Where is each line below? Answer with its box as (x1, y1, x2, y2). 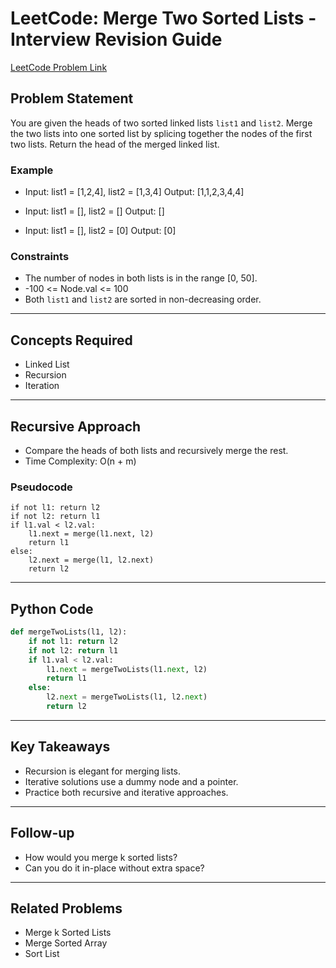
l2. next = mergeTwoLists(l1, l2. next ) (46, 692, 208, 702)
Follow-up (10, 825, 75, 842)
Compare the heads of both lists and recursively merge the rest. (24, 444, 289, 456)
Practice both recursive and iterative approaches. (24, 786, 229, 798)
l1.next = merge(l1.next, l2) (28, 529, 155, 539)
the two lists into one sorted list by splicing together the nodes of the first (10, 127, 313, 139)
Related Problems (10, 900, 123, 917)
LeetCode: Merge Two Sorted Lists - (10, 7, 317, 30)
